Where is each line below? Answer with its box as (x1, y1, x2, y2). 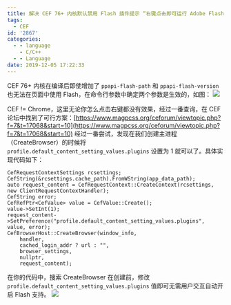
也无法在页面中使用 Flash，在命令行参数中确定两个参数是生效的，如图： (7, 90, 212, 98)
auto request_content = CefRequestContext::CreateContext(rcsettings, (7, 181, 214, 188)
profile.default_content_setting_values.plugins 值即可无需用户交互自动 (7, 281, 218, 290)
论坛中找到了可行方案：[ (7, 113, 77, 122)
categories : (7, 36, 41, 43)
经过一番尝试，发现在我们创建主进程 (74, 129, 177, 138)
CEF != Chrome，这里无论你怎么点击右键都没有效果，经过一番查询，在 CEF (7, 104, 221, 113)
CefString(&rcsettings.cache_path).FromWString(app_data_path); (7, 175, 196, 182)
